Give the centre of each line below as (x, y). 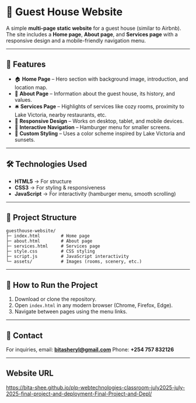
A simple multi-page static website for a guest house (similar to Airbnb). (94, 28)
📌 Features (26, 65)
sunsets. (25, 139)
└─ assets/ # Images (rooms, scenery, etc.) (74, 262)
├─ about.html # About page (49, 241)
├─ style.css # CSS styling (50, 252)
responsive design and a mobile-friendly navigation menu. (76, 40)
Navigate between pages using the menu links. (71, 312)
